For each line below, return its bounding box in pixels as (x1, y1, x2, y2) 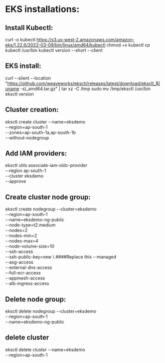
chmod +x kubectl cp (106, 42, 151, 48)
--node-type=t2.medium (5, 222, 56, 228)
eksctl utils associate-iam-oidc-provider (5, 162, 88, 168)
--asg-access (5, 259, 33, 265)
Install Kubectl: (5, 23, 53, 32)
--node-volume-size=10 (5, 243, 55, 249)
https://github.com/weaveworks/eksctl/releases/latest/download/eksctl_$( (7, 80, 161, 86)
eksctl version (5, 91, 34, 97)
